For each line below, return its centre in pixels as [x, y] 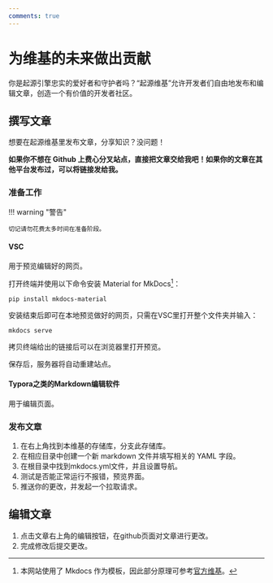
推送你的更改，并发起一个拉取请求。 [81, 487]
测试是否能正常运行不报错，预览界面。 [84, 476]
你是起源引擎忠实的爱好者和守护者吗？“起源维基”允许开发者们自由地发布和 [133, 83]
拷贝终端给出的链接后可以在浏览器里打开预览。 [87, 346]
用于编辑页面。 [33, 403]
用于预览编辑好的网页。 [48, 266]
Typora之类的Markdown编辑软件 [64, 384]
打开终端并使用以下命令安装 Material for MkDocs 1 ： [95, 283]
